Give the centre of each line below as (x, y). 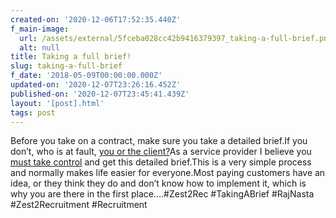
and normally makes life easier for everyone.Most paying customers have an (168, 173)
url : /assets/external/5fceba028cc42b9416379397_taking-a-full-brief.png (176, 38)
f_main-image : (40, 29)
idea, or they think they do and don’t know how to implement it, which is (158, 183)
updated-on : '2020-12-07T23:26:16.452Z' (96, 85)
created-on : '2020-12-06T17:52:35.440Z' (96, 19)
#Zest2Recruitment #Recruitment (79, 205)
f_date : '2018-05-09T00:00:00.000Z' (86, 76)
